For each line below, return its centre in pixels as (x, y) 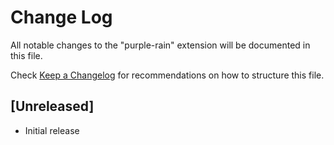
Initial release (52, 130)
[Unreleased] (52, 106)
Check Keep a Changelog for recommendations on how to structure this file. (167, 75)
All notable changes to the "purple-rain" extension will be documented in (160, 45)
